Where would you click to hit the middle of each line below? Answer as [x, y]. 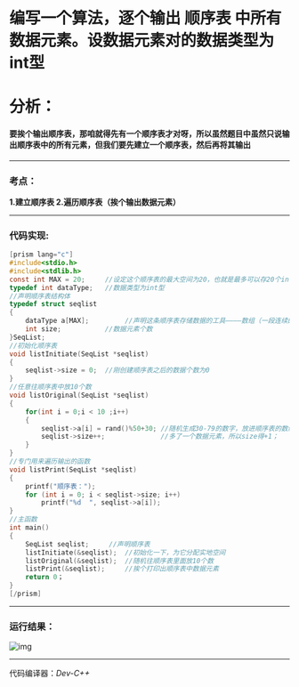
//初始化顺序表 [33, 345]
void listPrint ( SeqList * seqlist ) [73, 469]
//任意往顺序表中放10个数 [50, 387]
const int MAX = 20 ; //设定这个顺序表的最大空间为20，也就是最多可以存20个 [145, 279]
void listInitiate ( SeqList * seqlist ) [79, 354]
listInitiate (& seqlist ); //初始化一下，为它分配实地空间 [125, 553]
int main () [29, 528]
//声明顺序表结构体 [40, 296]
